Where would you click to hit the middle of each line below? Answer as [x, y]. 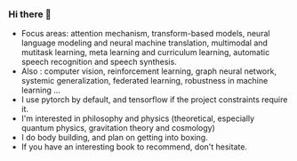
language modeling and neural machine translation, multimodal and [144, 43]
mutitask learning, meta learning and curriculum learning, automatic [145, 52]
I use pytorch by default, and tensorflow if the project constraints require [154, 100]
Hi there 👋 [30, 14]
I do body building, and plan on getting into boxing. [114, 138]
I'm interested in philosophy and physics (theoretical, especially [138, 118]
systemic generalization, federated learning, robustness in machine [144, 81]
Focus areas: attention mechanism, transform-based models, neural [145, 34]
